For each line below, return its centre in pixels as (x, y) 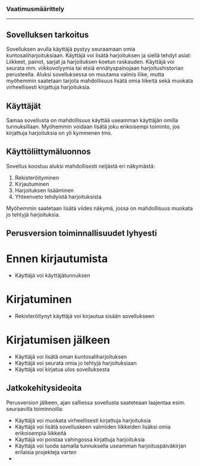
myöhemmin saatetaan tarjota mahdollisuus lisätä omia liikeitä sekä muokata (100, 81)
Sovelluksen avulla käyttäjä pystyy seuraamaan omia (71, 49)
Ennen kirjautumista (57, 259)
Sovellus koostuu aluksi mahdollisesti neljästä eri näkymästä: (81, 166)
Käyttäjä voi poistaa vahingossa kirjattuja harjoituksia (80, 439)
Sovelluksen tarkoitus (48, 35)
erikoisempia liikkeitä (40, 433)
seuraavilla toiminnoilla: (35, 409)
